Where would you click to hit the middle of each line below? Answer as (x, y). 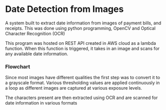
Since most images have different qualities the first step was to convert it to (83, 78)
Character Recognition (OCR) (35, 33)
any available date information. (37, 54)
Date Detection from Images (64, 9)
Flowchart (18, 67)
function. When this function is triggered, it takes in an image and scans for (83, 48)
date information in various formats (41, 103)
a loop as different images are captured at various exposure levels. (74, 88)
